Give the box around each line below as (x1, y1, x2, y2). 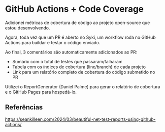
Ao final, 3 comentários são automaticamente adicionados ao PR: (5, 49, 137, 55)
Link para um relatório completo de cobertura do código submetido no (12, 69, 155, 75)
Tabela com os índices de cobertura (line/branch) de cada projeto (12, 64, 146, 70)
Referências (5, 103, 43, 111)
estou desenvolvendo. (5, 25, 50, 30)
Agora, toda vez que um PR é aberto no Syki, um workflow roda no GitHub (5, 34, 156, 40)
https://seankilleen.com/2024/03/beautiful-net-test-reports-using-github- (5, 116, 156, 122)
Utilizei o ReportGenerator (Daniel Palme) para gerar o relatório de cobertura (5, 83, 161, 89)
